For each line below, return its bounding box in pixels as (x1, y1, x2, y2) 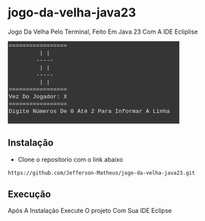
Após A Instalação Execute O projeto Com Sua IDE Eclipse (8, 207, 172, 215)
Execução (8, 189, 51, 200)
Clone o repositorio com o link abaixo (17, 155, 123, 163)
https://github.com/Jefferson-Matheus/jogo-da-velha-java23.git (8, 170, 195, 176)
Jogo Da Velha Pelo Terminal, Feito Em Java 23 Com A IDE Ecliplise (8, 27, 198, 36)
